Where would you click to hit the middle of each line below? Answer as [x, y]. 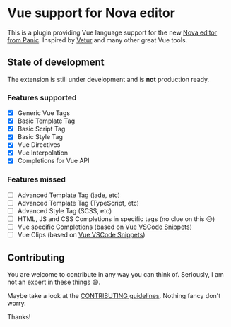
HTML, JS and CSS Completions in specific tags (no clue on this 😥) [116, 219]
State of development [56, 63]
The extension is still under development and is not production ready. [108, 79]
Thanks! [19, 316]
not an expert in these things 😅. [54, 282]
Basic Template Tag [46, 121]
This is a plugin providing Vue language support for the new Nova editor [112, 32]
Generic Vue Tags [44, 113]
